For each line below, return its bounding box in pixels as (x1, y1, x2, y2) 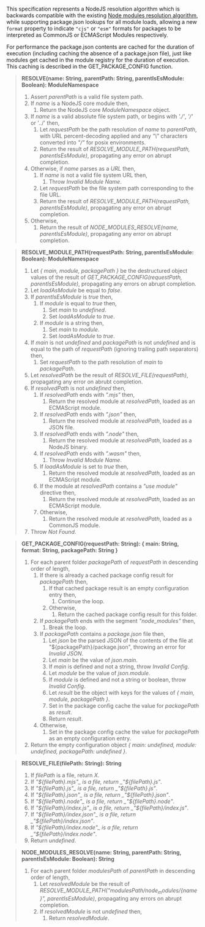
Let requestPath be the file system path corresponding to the (39, 184, 194, 192)
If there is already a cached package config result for (39, 571, 174, 579)
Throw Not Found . (30, 528, 76, 535)
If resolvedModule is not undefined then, (39, 907, 143, 915)
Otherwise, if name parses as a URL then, (30, 165, 136, 172)
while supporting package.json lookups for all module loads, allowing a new (6, 18, 197, 25)
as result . (48, 709, 72, 716)
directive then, (39, 489, 76, 496)
